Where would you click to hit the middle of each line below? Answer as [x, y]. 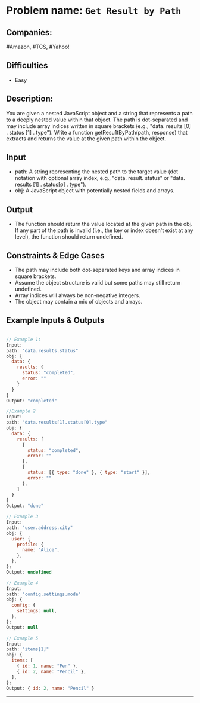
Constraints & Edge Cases [56, 256]
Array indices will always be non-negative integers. [78, 295]
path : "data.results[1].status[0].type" [57, 423]
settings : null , [37, 611]
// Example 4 [22, 583]
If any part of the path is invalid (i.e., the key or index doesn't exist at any [104, 230]
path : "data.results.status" [42, 350]
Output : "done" [25, 506]
